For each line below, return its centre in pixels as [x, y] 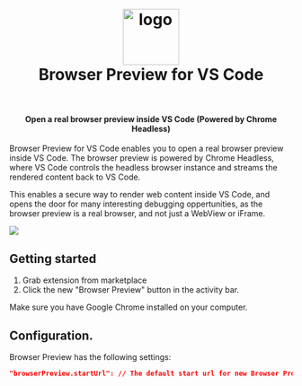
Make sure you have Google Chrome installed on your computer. [129, 307]
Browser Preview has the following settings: [90, 357]
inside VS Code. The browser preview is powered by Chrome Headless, [142, 158]
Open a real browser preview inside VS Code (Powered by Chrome [151, 118]
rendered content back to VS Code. [75, 177]
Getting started [53, 259]
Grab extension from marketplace [84, 280]
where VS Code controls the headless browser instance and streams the [143, 168]
